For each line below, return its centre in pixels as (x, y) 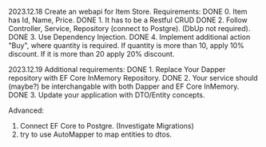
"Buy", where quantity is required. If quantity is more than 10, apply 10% (127, 46)
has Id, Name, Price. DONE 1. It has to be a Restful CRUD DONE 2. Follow (128, 20)
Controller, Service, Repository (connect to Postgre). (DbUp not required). (129, 28)
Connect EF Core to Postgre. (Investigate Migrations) (107, 126)
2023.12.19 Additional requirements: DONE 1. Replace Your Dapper (117, 70)
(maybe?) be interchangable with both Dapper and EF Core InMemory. (124, 86)
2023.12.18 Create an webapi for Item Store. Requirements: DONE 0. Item (128, 12)
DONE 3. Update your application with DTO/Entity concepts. (107, 95)
